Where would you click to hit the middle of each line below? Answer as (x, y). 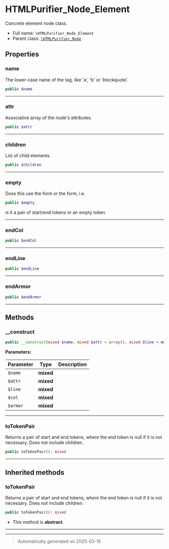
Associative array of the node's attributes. (49, 118)
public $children (23, 165)
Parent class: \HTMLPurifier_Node (47, 38)
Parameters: (18, 352)
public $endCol (21, 241)
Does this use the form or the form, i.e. (45, 193)
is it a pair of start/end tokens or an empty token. (56, 213)
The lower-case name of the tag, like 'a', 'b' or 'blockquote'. (67, 80)
